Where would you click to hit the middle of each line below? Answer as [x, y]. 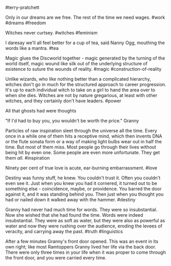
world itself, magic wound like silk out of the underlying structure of [76, 63]
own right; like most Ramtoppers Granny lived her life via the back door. [81, 247]
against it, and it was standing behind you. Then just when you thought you [84, 194]
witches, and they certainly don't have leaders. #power [63, 101]
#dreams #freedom [26, 23]
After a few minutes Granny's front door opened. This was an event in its [82, 241]
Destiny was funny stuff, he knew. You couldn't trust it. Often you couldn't [83, 178]
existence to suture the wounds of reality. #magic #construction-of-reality [83, 69]
